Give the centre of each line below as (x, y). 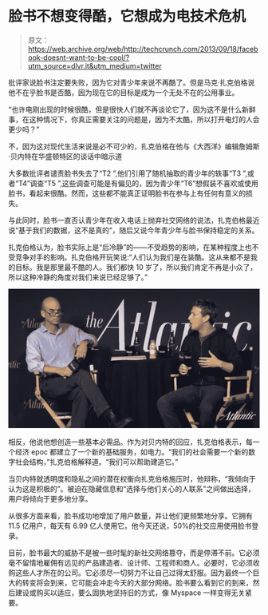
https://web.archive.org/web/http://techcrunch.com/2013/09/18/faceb (143, 49)
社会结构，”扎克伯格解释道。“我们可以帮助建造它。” (97, 462)
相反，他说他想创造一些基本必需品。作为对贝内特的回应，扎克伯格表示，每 (130, 442)
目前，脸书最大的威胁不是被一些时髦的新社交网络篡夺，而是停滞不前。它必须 (134, 553)
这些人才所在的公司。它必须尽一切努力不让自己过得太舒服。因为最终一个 (134, 573)
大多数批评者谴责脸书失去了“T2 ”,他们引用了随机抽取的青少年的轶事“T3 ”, (128, 173)
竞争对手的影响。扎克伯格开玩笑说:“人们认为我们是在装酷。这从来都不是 (133, 257)
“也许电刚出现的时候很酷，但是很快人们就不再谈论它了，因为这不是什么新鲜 (132, 109)
